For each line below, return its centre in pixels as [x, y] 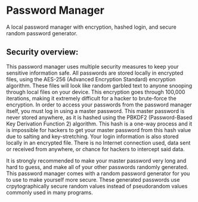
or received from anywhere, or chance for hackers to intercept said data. [95, 149]
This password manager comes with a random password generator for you [98, 173]
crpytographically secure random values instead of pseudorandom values [97, 186]
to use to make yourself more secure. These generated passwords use [93, 179]
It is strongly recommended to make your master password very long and [96, 160]
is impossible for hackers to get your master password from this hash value [99, 130]
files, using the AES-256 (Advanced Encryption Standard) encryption [91, 79]
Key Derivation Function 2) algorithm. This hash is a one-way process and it [99, 124]
